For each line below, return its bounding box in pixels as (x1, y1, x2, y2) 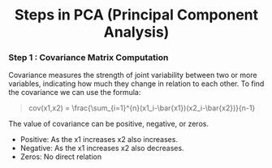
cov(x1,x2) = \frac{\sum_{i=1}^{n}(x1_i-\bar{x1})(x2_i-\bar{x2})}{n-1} (28, 103, 256, 113)
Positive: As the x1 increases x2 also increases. (19, 135, 179, 144)
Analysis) (103, 23, 170, 41)
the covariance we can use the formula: (8, 88, 141, 97)
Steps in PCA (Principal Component (15, 6, 258, 24)
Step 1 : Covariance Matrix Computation (8, 52, 169, 63)
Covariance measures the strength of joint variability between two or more (8, 71, 257, 80)
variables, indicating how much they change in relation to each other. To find (8, 79, 265, 88)
